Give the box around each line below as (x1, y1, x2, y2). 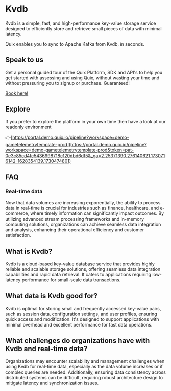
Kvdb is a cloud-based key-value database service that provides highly (5, 260, 155, 267)
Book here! (5, 90, 29, 96)
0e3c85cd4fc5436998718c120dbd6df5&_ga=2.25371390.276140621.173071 (5, 152, 165, 159)
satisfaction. (5, 232, 32, 238)
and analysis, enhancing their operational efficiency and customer (5, 227, 144, 233)
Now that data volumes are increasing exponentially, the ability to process (5, 200, 161, 206)
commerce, (5, 210, 30, 216)
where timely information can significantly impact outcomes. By (30, 210, 164, 216)
